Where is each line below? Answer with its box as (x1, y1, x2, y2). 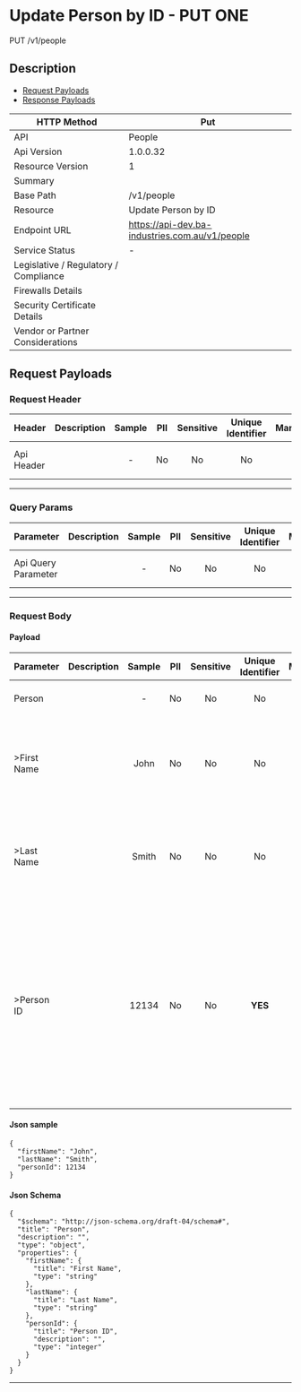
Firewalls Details (13, 284, 83, 297)
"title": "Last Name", (32, 1296, 118, 1305)
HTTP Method (36, 116, 98, 128)
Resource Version (13, 160, 89, 172)
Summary (13, 174, 56, 186)
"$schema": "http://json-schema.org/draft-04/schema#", (17, 1217, 230, 1226)
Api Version (13, 145, 63, 158)
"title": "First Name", (32, 1265, 123, 1274)
